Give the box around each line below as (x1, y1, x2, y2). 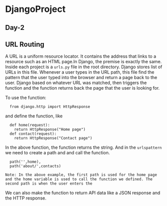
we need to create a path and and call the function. (5, 150, 110, 156)
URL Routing (5, 40, 45, 48)
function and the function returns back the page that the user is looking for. (5, 85, 160, 91)
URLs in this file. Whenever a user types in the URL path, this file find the (5, 69, 155, 75)
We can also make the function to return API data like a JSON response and (5, 190, 161, 196)
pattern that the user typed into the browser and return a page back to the (5, 75, 158, 81)
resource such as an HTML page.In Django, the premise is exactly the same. (5, 59, 162, 65)
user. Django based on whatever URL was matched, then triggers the (5, 80, 147, 86)
